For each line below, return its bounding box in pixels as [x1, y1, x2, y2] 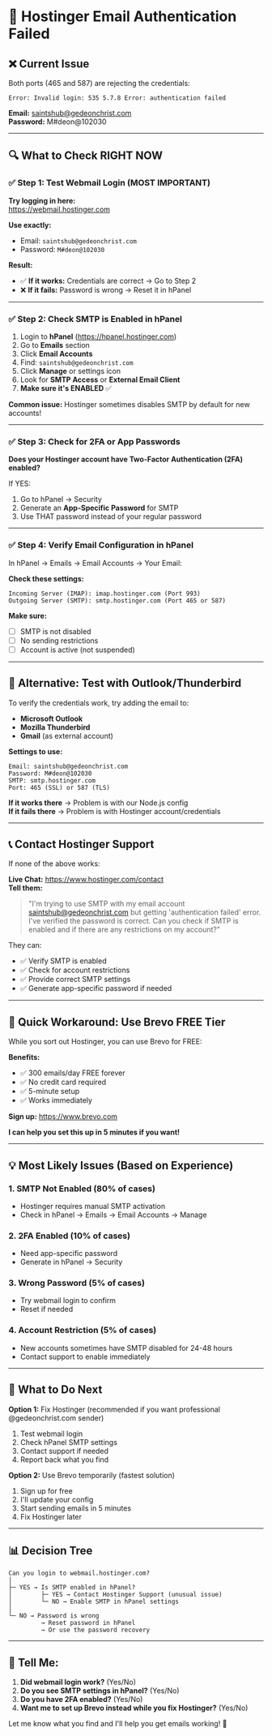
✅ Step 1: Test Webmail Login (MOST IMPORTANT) [8, 178, 210, 189]
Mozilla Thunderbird [19, 722, 91, 732]
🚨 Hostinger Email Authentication [8, 7, 237, 26]
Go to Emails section [19, 340, 91, 349]
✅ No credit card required [19, 1078, 107, 1087]
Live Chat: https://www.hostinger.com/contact [8, 875, 164, 885]
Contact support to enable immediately [19, 1352, 151, 1361]
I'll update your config [19, 1494, 94, 1504]
